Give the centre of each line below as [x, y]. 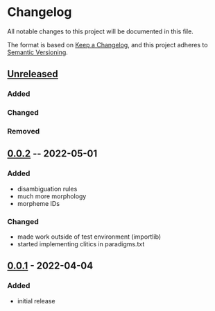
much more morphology [52, 196]
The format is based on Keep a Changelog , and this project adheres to [108, 45]
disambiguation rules [47, 189]
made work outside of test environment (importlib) [89, 237]
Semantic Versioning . [37, 52]
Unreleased [33, 74]
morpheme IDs [38, 203]
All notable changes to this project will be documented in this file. [101, 31]
